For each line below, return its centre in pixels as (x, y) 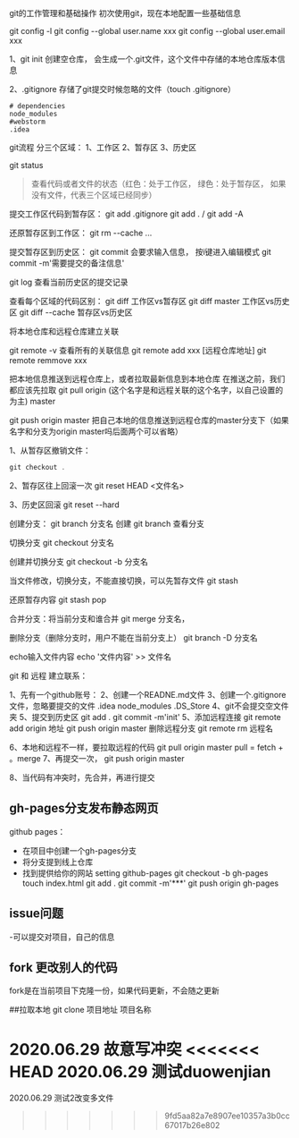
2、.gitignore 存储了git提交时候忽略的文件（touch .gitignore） (123, 89)
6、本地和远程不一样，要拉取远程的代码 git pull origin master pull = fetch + (146, 747)
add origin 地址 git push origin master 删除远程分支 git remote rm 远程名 (141, 728)
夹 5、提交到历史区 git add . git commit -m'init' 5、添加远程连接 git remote (145, 717)
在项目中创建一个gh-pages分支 (79, 850)
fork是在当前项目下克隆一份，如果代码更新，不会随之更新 (115, 990)
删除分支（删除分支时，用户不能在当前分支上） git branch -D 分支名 (134, 637)
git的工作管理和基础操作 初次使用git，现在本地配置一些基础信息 (125, 13)
